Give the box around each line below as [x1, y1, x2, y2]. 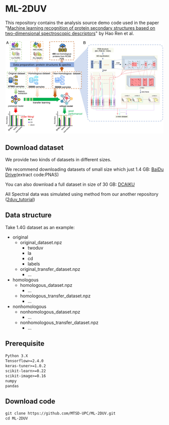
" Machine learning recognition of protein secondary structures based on [5, 25, 155, 31]
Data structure [5, 211, 52, 220]
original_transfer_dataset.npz [20, 266, 80, 272]
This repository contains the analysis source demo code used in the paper [5, 20, 159, 26]
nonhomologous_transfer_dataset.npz [20, 320, 99, 326]
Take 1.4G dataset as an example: [5, 224, 75, 230]
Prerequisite [5, 340, 45, 348]
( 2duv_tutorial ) [5, 196, 35, 202]
